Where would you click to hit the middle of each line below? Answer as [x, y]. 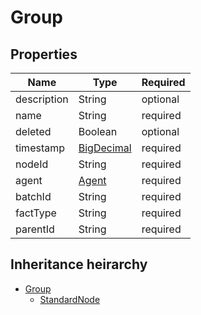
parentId [35, 229]
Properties [44, 54]
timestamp [40, 148]
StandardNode [70, 299]
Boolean [98, 131]
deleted [33, 131]
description [42, 99]
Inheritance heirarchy [79, 264]
